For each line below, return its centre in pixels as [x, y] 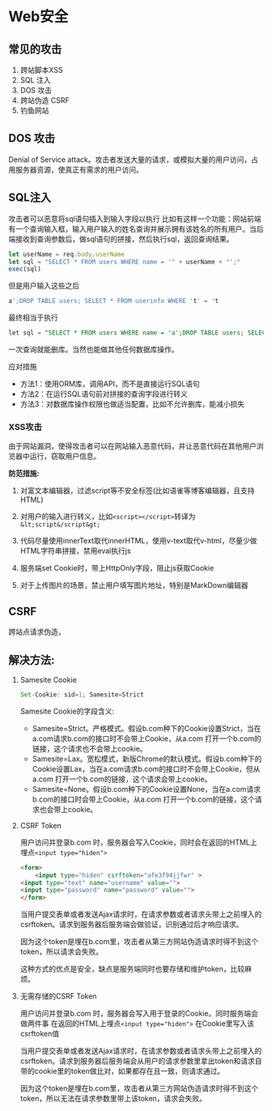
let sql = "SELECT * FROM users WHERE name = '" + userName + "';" [125, 262]
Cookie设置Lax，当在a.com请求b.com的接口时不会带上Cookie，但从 [146, 768]
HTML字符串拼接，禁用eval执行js [75, 551]
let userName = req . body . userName [67, 254]
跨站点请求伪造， [37, 632]
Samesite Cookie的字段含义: [67, 711]
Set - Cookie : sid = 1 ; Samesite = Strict [82, 694]
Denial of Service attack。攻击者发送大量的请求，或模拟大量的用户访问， [130, 160]
